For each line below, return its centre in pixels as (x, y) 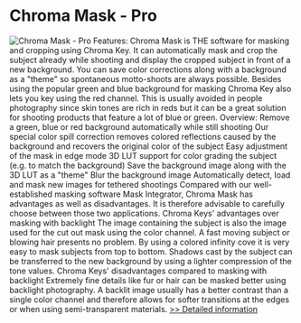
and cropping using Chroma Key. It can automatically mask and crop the (144, 50)
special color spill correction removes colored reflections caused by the (143, 136)
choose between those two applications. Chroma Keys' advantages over (144, 213)
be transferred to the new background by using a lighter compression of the (150, 261)
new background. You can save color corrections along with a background (148, 69)
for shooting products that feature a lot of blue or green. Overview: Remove (150, 117)
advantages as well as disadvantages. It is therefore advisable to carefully (147, 203)
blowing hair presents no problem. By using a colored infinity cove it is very (150, 242)
